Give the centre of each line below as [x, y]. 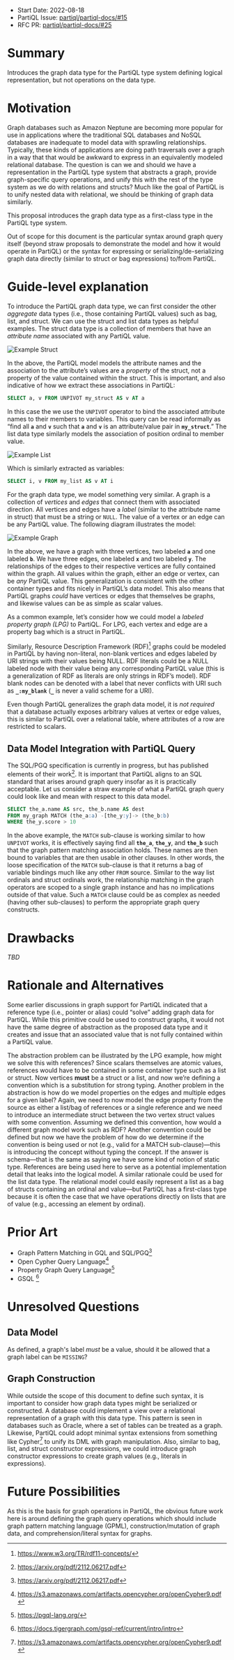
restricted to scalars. [37, 727]
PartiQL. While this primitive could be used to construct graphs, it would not [116, 1020]
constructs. [24, 910]
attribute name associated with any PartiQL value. [79, 335]
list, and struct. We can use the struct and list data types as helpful [103, 321]
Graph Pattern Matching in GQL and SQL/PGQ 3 [85, 1252]
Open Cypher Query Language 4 [63, 1261]
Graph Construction [51, 1379]
